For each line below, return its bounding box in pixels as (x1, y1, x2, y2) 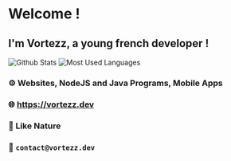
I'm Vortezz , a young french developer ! (8, 37, 209, 50)
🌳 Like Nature (8, 120, 61, 132)
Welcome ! (8, 5, 80, 23)
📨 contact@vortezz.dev (8, 141, 96, 152)
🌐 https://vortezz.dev (8, 99, 95, 110)
